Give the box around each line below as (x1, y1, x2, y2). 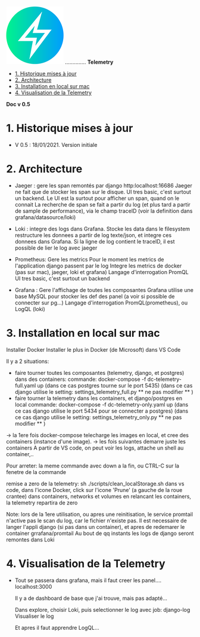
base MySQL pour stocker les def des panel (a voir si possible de (14, 293, 175, 300)
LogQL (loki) (14, 305, 46, 312)
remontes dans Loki (6, 536, 55, 543)
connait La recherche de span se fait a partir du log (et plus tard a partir (14, 201, 190, 208)
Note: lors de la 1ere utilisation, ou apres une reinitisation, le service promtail (6, 510, 193, 518)
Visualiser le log (14, 613, 54, 620)
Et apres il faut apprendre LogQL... (14, 624, 99, 631)
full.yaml (14, 381, 36, 389)
